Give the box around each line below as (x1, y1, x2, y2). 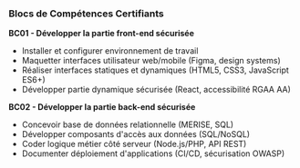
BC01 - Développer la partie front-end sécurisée (8, 28, 195, 39)
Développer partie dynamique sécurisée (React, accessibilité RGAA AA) (21, 84, 291, 95)
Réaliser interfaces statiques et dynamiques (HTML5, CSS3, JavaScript (21, 64, 289, 75)
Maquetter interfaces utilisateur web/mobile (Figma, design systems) (21, 55, 282, 66)
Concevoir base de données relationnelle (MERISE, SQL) (21, 119, 234, 130)
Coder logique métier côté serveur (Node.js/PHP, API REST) (21, 139, 247, 150)
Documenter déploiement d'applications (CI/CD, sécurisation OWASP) (21, 148, 285, 159)
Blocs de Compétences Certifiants (8, 7, 165, 20)
